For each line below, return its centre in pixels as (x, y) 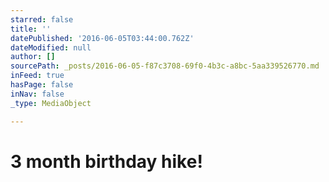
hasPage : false (42, 85)
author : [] (33, 57)
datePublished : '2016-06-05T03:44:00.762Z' (102, 38)
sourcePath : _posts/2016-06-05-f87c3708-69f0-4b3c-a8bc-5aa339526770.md (165, 66)
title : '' (31, 29)
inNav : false (37, 94)
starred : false (42, 19)
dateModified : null (51, 47)
